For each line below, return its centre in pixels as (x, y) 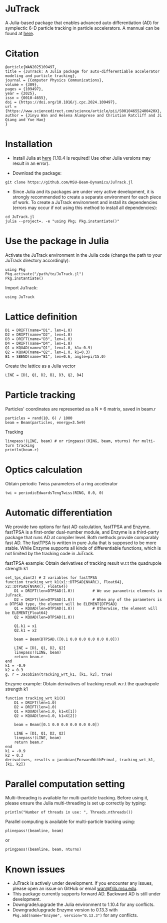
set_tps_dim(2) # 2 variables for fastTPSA (51, 578)
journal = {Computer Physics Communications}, (54, 80)
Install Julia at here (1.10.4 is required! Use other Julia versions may (81, 158)
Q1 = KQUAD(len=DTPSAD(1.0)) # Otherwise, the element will (86, 608)
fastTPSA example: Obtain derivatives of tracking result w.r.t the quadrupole (83, 563)
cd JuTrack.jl (20, 217)
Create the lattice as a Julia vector (40, 366)
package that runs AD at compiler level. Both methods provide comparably (82, 537)
